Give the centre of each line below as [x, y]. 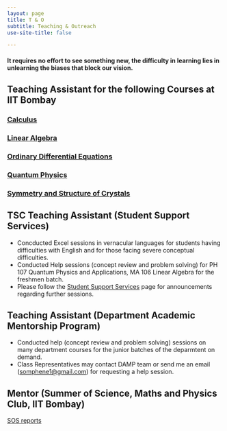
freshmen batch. [40, 279]
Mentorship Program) [54, 326]
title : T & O [26, 20]
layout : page [26, 13]
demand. [29, 357]
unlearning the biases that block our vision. [70, 68]
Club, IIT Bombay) [46, 404]
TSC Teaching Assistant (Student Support [98, 216]
